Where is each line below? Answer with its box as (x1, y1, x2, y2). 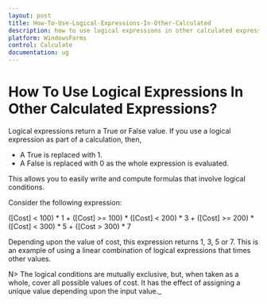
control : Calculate (8, 41, 73, 49)
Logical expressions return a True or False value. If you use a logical (8, 126, 232, 135)
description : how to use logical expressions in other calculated (8, 26, 233, 34)
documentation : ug (8, 49, 69, 57)
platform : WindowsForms (8, 33, 87, 42)
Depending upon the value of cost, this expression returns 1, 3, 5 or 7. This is (8, 236, 259, 247)
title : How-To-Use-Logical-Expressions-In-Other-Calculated (8, 19, 212, 27)
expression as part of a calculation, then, (8, 134, 141, 144)
